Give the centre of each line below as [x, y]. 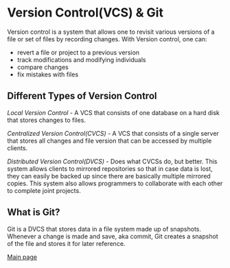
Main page [22, 257]
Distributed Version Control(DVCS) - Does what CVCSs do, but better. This [112, 161]
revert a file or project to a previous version [78, 52]
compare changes [43, 67]
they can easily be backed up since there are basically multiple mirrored [109, 176]
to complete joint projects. [44, 190]
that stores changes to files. [46, 120]
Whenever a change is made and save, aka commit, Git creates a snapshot [113, 236]
